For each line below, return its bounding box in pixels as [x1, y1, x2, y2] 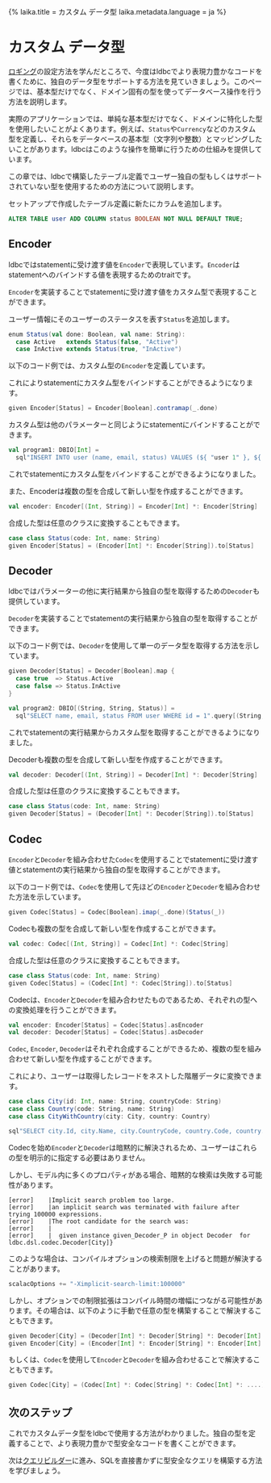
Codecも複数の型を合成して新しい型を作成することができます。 [8, 924, 220, 933]
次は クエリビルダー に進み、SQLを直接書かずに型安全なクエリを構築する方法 [8, 1456, 263, 1465]
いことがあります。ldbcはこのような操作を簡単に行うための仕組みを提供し [8, 144, 256, 153]
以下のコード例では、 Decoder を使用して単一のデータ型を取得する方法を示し [8, 641, 260, 651]
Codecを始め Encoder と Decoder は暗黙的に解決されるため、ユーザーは [8, 1142, 236, 1152]
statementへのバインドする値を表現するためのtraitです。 [8, 270, 196, 279]
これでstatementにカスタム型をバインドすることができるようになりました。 [8, 469, 261, 479]
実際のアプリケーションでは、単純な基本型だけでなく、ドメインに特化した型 [8, 114, 263, 124]
